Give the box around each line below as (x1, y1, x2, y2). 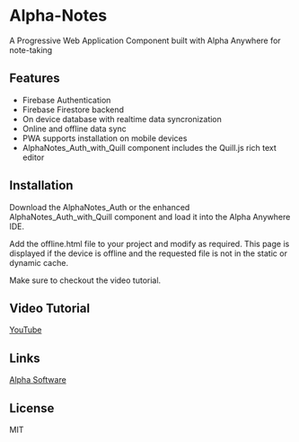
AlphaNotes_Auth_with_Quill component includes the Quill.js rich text (22, 142, 277, 153)
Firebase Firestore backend (22, 104, 124, 115)
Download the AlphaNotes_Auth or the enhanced (9, 201, 190, 212)
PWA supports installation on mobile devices (22, 132, 188, 144)
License (9, 401, 55, 416)
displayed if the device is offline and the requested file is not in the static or (9, 248, 287, 259)
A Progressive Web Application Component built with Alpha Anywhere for (9, 35, 281, 46)
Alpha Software (9, 375, 67, 385)
